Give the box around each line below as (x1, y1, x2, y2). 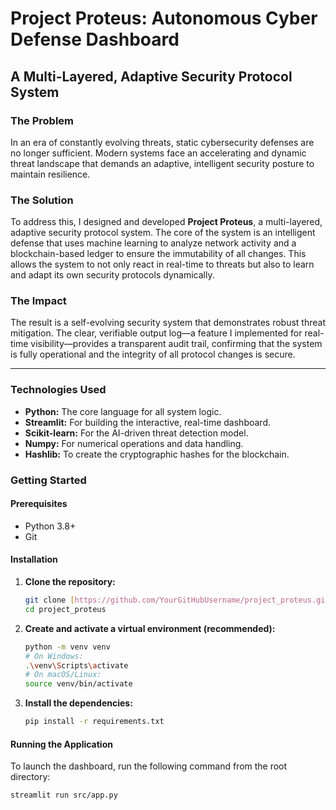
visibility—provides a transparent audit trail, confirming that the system (30, 338, 323, 350)
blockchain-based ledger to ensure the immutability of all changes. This (10, 248, 307, 260)
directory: (10, 771, 51, 783)
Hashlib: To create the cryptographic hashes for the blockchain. (24, 448, 290, 460)
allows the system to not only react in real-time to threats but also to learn (10, 258, 315, 271)
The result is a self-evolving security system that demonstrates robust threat (10, 317, 326, 329)
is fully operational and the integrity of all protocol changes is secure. (10, 348, 296, 361)
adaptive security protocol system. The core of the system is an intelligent (10, 227, 316, 239)
